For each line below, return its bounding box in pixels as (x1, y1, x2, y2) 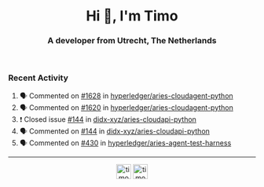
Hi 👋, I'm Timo (86, 7, 178, 25)
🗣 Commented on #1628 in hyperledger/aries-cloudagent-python (19, 90, 233, 101)
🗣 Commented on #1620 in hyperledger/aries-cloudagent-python (19, 102, 233, 112)
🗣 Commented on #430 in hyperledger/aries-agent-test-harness (19, 137, 232, 148)
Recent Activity (8, 72, 69, 83)
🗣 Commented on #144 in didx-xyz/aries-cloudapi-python (19, 126, 211, 136)
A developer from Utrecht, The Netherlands (47, 35, 217, 46)
